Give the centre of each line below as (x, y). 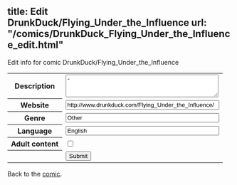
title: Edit (28, 12)
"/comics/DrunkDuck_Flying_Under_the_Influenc (119, 34)
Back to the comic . (35, 174)
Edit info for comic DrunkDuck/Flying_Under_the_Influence (93, 62)
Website (35, 105)
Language (35, 131)
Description (35, 86)
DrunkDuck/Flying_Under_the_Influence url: (107, 23)
